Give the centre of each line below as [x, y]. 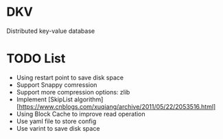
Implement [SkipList [45, 99]
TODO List [36, 59]
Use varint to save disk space [58, 128]
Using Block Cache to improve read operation [81, 114]
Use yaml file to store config [56, 121]
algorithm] [89, 99]
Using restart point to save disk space [70, 77]
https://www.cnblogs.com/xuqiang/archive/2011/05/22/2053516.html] [117, 106]
